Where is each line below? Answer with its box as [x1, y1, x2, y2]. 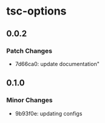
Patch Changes [6, 47, 53, 55]
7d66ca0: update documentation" [15, 60, 100, 67]
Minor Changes [6, 96, 53, 104]
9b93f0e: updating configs [15, 110, 83, 117]
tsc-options [6, 4, 67, 18]
